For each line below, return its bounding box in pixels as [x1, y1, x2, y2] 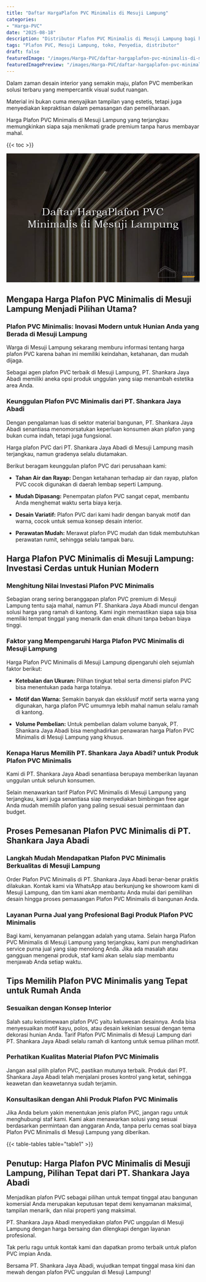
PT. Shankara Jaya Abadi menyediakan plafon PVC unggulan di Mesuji [6, 1218, 184, 1226]
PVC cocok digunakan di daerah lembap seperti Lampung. [15, 481, 163, 488]
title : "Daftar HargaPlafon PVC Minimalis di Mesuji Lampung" [6, 10, 169, 16]
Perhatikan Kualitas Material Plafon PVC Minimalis [6, 1052, 159, 1061]
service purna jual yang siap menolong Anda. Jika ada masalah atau [6, 945, 178, 952]
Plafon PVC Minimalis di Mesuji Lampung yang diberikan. [6, 1129, 150, 1136]
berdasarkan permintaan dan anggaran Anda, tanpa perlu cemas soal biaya [6, 1122, 197, 1129]
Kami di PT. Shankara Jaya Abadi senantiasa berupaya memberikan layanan [6, 770, 198, 778]
